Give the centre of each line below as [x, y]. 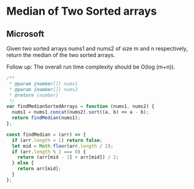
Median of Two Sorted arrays [82, 11]
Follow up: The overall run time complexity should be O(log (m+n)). [91, 67]
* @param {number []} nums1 [43, 84]
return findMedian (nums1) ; [46, 118]
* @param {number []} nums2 [43, 89]
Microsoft [25, 34]
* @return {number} [34, 95]
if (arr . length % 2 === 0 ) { [49, 152]
